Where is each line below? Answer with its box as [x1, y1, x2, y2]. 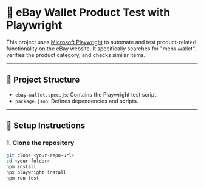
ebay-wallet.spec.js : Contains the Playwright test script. [15, 90, 158, 98]
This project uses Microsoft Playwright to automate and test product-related [6, 38, 197, 46]
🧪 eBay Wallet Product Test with [6, 5, 171, 19]
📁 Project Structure [6, 75, 80, 85]
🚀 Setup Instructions [6, 121, 86, 131]
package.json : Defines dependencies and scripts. [15, 97, 138, 104]
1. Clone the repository [6, 139, 75, 148]
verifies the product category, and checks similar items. [6, 51, 146, 58]
